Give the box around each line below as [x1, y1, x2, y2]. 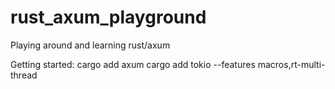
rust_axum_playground [10, 6, 207, 29]
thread [10, 69, 38, 81]
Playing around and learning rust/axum [10, 39, 171, 51]
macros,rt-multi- [257, 58, 326, 70]
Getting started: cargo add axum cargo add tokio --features [10, 58, 256, 70]
